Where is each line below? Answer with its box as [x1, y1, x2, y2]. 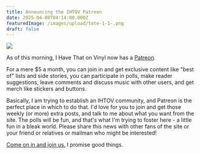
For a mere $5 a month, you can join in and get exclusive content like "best [6, 66, 194, 73]
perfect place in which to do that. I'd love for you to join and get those [6, 103, 182, 111]
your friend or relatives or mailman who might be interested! [6, 129, 157, 137]
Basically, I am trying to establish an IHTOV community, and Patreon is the [6, 97, 192, 104]
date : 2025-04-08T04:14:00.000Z [6, 15, 88, 21]
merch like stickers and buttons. [6, 85, 87, 93]
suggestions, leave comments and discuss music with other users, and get [6, 79, 194, 86]
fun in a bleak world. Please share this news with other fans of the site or [6, 123, 190, 130]
